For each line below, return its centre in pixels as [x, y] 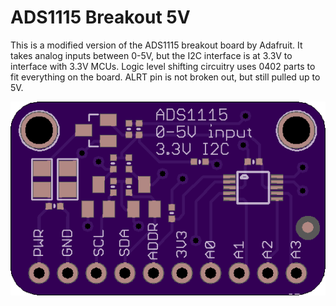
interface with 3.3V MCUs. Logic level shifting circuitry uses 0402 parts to [163, 66]
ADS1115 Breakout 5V [100, 17]
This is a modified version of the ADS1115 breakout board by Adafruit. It [156, 45]
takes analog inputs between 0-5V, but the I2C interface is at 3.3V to [151, 55]
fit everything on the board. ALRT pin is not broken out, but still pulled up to [165, 77]
